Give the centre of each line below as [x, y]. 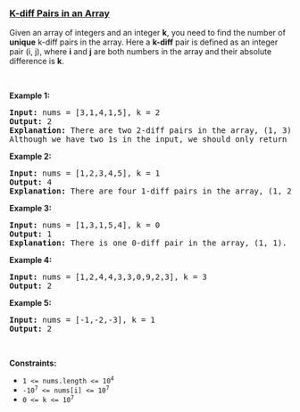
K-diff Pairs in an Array [59, 13]
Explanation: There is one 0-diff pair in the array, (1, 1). [148, 243]
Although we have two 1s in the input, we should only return [148, 140]
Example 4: [30, 260]
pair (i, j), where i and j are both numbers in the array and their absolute [141, 52]
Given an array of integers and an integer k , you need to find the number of [147, 33]
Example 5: [30, 303]
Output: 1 [30, 234]
